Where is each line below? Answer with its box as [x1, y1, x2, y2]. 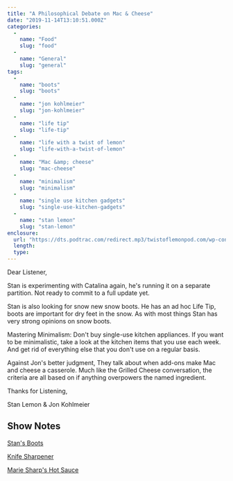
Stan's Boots [7, 439, 44, 447]
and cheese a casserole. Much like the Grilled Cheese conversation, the [7, 366, 213, 374]
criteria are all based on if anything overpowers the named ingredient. [7, 373, 207, 382]
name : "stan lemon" [19, 217, 76, 223]
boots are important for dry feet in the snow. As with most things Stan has [7, 310, 218, 318]
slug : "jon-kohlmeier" [19, 107, 85, 114]
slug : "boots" [19, 87, 60, 94]
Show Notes [7, 421, 61, 432]
